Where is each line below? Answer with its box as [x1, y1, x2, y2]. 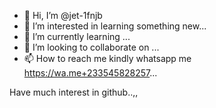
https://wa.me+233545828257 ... [23, 67, 158, 79]
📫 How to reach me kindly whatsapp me [23, 53, 192, 64]
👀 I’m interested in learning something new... [23, 20, 207, 32]
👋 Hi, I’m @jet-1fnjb [23, 10, 103, 21]
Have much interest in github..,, [9, 86, 139, 98]
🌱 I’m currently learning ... [23, 31, 131, 42]
